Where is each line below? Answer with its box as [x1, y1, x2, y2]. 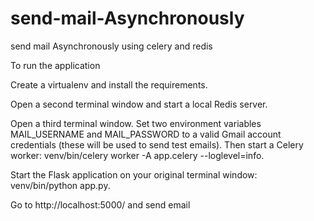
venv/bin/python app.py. [10, 179, 111, 191]
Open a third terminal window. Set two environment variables [10, 117, 262, 129]
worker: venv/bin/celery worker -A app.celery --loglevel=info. [10, 149, 265, 161]
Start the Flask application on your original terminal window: [10, 168, 258, 181]
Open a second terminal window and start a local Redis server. [10, 98, 268, 110]
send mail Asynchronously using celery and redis [10, 40, 213, 52]
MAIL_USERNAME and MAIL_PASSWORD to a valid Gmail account [10, 128, 282, 140]
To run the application [10, 59, 101, 71]
